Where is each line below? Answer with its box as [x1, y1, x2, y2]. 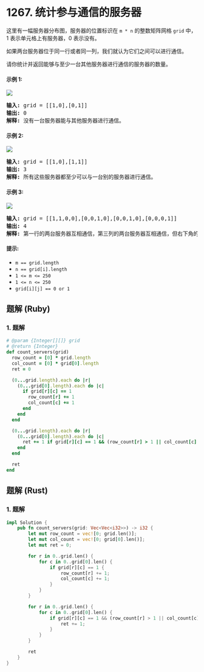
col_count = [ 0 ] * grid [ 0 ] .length [12, 360, 99, 366]
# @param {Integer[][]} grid [6, 338, 80, 344]
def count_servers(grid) [6, 349, 69, 355]
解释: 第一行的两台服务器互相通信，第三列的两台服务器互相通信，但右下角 [6, 230, 194, 237]
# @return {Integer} [6, 344, 59, 350]
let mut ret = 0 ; [28, 542, 72, 548]
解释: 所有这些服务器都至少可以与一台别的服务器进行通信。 [6, 174, 157, 180]
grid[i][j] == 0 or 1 [15, 286, 70, 292]
